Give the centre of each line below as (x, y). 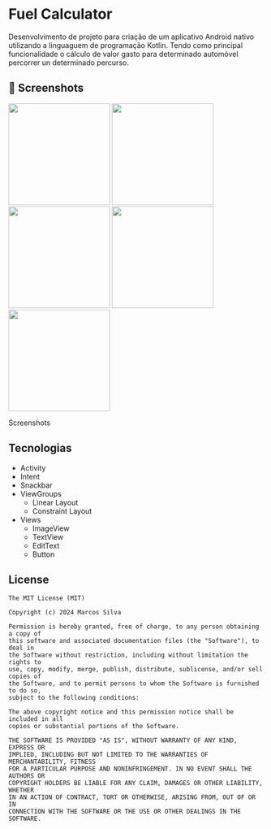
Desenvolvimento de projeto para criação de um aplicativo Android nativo (131, 37)
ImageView (51, 528)
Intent (30, 476)
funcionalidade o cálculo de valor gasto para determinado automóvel (123, 54)
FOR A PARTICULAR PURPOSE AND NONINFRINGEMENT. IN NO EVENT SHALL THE (130, 769)
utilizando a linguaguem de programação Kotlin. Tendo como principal (126, 45)
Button (43, 554)
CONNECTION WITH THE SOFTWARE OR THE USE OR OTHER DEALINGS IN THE (125, 812)
